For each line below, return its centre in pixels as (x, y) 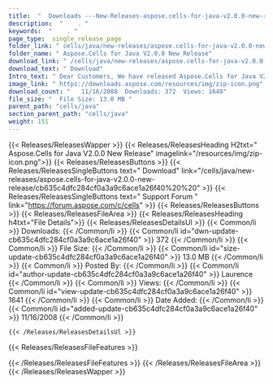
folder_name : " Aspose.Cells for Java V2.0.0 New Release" (110, 54)
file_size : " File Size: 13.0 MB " (70, 99)
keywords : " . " (43, 31)
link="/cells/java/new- (219, 170)
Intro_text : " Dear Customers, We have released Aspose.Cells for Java (132, 76)
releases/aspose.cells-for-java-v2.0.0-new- (82, 179)
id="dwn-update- (210, 231)
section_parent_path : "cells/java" (69, 114)
